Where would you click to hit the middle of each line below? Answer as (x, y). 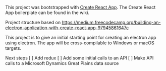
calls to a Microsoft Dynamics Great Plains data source (62, 63)
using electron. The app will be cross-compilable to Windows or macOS (80, 43)
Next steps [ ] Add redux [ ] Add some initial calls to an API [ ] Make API (79, 58)
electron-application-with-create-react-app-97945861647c (67, 28)
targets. (13, 48)
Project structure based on (33, 22)
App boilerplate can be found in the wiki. (47, 13)
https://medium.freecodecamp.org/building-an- (111, 22)
